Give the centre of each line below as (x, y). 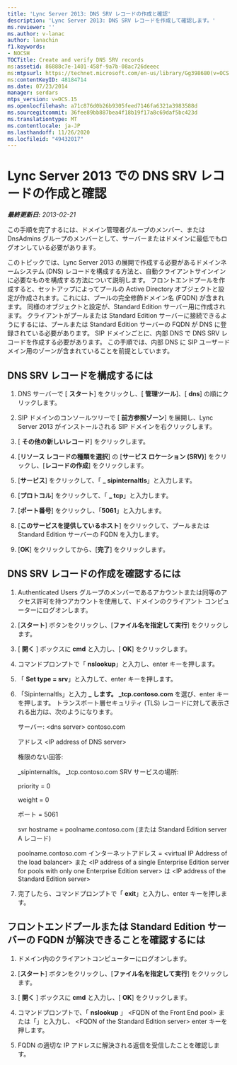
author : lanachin (33, 40)
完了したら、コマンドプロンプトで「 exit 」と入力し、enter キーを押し (119, 893)
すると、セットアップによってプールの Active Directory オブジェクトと (116, 289)
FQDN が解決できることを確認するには (121, 940)
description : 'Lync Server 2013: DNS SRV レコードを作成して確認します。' (111, 21)
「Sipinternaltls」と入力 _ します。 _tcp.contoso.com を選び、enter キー (123, 693)
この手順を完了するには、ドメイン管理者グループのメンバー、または (106, 230)
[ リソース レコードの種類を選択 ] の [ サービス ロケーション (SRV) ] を (116, 456)
